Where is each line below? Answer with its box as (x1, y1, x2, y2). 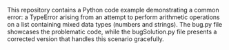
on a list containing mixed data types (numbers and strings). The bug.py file (7, 21, 223, 28)
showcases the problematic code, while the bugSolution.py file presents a (7, 27, 217, 36)
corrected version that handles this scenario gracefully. (7, 35, 164, 43)
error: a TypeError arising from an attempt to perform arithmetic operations (7, 13, 220, 21)
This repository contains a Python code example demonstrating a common (7, 6, 219, 14)
